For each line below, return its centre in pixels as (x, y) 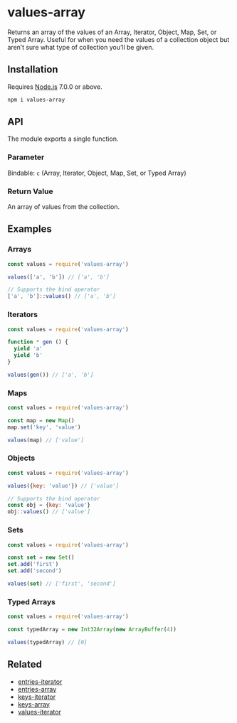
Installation (33, 69)
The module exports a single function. (63, 139)
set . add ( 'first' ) (33, 564)
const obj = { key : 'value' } (49, 505)
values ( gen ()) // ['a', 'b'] (51, 375)
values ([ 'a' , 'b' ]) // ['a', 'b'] (59, 277)
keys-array (33, 704)
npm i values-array (36, 100)
